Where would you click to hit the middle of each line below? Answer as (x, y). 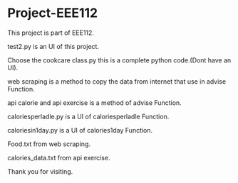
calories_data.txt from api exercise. (59, 157)
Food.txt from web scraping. (49, 144)
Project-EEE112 (53, 13)
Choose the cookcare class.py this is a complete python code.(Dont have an (119, 60)
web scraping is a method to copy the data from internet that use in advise (117, 81)
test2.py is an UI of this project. (53, 46)
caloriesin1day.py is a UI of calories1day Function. (80, 130)
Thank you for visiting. (40, 171)
